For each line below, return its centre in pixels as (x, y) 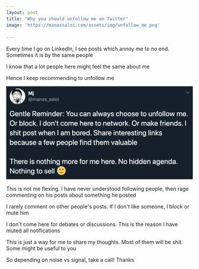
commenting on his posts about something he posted (71, 195)
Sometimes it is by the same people (50, 55)
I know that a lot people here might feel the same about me (78, 67)
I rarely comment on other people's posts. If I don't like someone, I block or (98, 206)
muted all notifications (33, 230)
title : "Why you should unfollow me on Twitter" (67, 19)
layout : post (22, 12)
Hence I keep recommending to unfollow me (60, 78)
